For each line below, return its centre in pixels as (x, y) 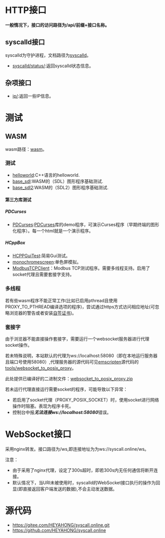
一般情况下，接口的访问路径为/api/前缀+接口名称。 (57, 25)
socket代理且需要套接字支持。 (43, 274)
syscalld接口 (25, 42)
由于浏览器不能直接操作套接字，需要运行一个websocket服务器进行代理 (77, 339)
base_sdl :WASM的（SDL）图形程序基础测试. (58, 181)
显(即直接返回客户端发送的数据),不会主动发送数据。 (65, 489)
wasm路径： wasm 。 (26, 149)
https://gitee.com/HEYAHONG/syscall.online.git (61, 525)
